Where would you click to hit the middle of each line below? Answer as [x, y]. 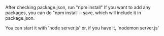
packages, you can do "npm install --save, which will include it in [73, 13]
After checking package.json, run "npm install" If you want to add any [78, 7]
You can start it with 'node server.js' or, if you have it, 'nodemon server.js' [82, 28]
